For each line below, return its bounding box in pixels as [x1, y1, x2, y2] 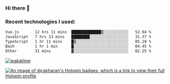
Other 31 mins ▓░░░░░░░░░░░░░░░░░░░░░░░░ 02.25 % [5, 48, 152, 54]
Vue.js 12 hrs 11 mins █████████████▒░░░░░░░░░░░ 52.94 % [5, 30, 152, 35]
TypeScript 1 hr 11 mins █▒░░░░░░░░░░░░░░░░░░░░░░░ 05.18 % [5, 39, 152, 44]
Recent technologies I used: [5, 18, 76, 25]
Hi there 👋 [5, 5, 31, 12]
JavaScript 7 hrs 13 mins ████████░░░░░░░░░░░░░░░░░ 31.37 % [5, 34, 152, 39]
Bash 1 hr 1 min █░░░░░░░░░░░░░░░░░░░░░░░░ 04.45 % [5, 44, 152, 49]
